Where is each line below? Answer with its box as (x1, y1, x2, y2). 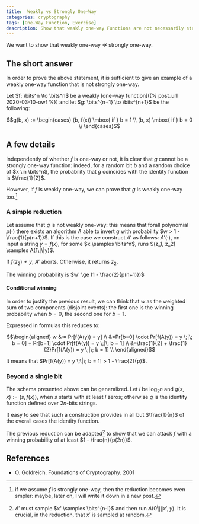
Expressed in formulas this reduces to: (6, 321, 100, 329)
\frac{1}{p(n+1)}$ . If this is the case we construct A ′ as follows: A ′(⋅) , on (6, 234, 180, 241)
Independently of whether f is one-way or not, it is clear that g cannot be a (6, 155, 188, 162)
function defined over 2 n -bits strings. (6, 400, 98, 407)
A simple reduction (6, 208, 62, 216)
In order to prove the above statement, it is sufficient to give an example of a (6, 75, 192, 82)
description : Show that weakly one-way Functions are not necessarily (6, 25, 184, 31)
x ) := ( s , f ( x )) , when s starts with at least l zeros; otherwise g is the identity (6, 393, 188, 400)
